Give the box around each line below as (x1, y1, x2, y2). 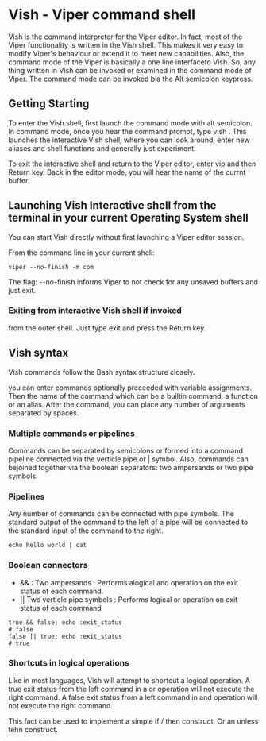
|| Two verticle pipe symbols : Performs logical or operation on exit (19, 594, 238, 604)
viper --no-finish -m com (8, 263, 94, 271)
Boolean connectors (8, 560, 88, 571)
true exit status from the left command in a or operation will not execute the (8, 684, 255, 693)
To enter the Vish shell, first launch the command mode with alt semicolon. (8, 118, 253, 128)
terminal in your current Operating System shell (8, 211, 249, 225)
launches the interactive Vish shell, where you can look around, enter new (8, 135, 250, 145)
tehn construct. (8, 724, 58, 734)
